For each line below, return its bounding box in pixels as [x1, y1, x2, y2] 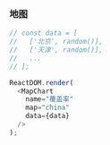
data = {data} [25, 112, 70, 121]
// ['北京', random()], [9, 38, 103, 47]
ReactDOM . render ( [9, 78, 74, 87]
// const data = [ [9, 29, 78, 38]
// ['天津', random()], [9, 46, 103, 55]
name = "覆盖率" [25, 95, 74, 104]
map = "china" [25, 103, 70, 113]
